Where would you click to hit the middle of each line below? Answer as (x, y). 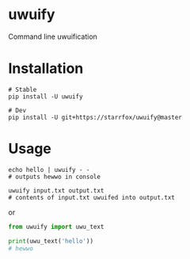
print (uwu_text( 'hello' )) (51, 241)
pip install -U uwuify (46, 97)
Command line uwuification (53, 36)
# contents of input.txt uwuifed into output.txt (92, 197)
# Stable (23, 90)
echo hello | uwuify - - (49, 169)
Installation (46, 69)
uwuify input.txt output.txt (56, 190)
